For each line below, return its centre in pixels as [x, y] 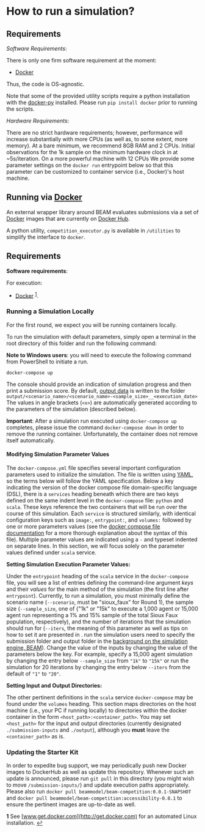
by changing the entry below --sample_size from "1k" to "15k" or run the [98, 660]
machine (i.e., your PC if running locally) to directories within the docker [97, 710]
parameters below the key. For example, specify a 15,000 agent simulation [100, 654]
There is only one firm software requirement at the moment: [81, 60]
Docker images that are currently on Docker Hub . [68, 218]
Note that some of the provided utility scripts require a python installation [98, 96]
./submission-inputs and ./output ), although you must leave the [88, 730]
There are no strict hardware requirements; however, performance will [95, 132]
